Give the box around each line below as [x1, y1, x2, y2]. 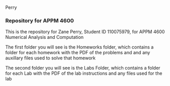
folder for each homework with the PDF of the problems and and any [5, 50, 150, 56]
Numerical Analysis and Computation [5, 34, 84, 40]
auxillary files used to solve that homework [5, 55, 96, 61]
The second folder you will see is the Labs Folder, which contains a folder [5, 65, 160, 71]
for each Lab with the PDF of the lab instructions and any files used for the [5, 70, 162, 76]
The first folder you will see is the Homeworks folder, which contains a [5, 44, 154, 50]
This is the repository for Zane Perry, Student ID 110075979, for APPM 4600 [5, 29, 165, 35]
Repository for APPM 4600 [5, 17, 74, 24]
